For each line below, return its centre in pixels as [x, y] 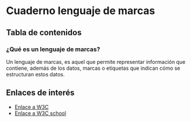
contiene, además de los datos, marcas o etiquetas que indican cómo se [93, 68]
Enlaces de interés [40, 93]
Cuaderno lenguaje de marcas [81, 11]
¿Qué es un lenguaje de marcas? [53, 49]
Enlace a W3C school [40, 113]
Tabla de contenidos [44, 33]
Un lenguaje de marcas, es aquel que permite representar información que [96, 62]
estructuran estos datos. [36, 74]
